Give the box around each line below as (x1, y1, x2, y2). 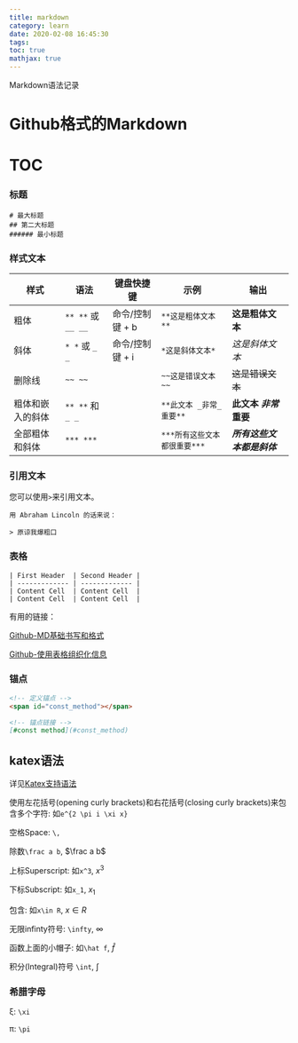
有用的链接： (9, 611, 56, 621)
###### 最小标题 (9, 230, 64, 239)
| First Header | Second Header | (9, 571, 141, 580)
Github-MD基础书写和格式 (9, 629, 105, 640)
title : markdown (9, 12, 69, 22)
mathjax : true (9, 54, 62, 63)
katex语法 (9, 753, 65, 768)
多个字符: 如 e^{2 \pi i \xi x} (16, 809, 129, 819)
